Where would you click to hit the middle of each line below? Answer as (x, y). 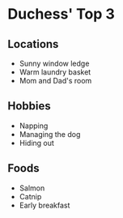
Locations (33, 44)
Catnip (30, 196)
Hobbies (30, 106)
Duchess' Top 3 (61, 14)
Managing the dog (50, 134)
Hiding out (36, 143)
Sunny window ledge (54, 63)
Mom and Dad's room (55, 81)
